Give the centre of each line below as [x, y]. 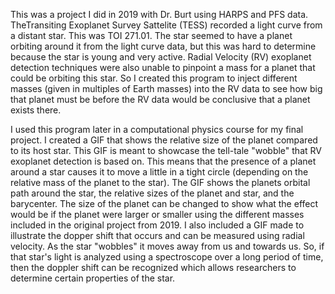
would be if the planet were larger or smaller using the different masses [157, 214]
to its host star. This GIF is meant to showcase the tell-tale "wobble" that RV [166, 150]
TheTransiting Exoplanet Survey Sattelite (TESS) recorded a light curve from [166, 25]
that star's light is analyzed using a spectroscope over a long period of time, [167, 257]
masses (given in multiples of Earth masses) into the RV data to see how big [166, 88]
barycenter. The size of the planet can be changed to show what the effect [164, 203]
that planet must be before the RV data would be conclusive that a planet [160, 99]
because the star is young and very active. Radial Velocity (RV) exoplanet [161, 57]
